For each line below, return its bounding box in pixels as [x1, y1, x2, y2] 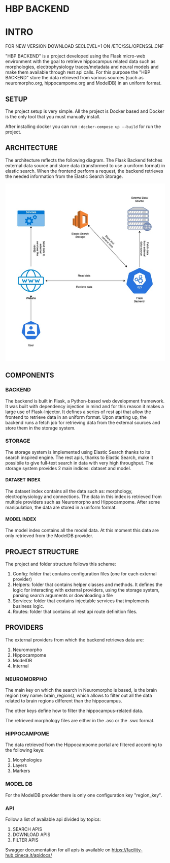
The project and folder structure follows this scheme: [5, 561, 116, 567]
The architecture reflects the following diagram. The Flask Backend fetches [5, 157, 163, 163]
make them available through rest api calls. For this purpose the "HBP [5, 69, 151, 75]
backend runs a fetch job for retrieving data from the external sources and [5, 419, 160, 425]
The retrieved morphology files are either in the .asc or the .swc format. [5, 718, 155, 724]
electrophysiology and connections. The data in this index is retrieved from [5, 494, 162, 500]
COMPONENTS [5, 371, 54, 380]
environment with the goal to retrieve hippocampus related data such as [5, 58, 156, 65]
